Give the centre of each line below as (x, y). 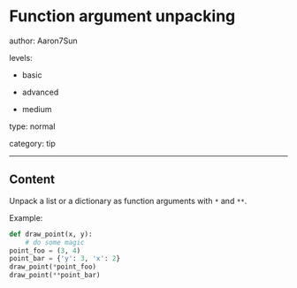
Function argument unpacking (122, 16)
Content (32, 180)
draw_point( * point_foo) (53, 267)
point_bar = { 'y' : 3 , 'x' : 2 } (65, 259)
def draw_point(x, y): (51, 234)
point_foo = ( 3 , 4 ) (45, 250)
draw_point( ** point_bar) (55, 276)
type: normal (32, 126)
